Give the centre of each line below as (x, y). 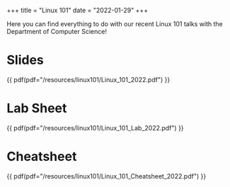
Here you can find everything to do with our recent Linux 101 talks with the (115, 24)
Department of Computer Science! (57, 32)
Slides (25, 60)
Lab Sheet (37, 108)
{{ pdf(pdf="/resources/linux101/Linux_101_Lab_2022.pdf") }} (96, 127)
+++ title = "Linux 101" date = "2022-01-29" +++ (77, 10)
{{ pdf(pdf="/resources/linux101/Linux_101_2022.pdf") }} (88, 79)
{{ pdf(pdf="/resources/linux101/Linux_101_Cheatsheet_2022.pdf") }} (107, 176)
